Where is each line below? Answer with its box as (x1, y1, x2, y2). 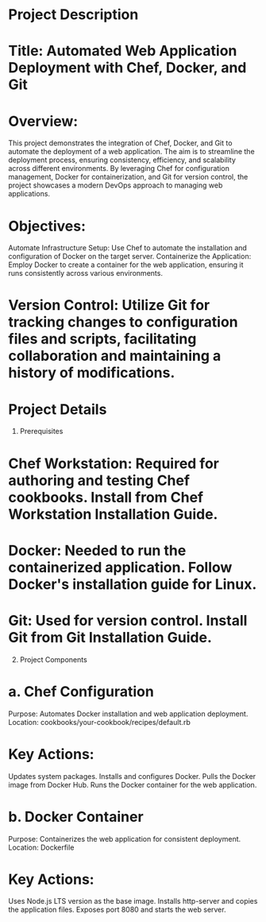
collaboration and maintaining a (8, 347, 222, 365)
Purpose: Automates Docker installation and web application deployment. (8, 709, 249, 719)
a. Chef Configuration (8, 682, 155, 700)
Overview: (8, 112, 79, 130)
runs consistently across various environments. (8, 269, 163, 278)
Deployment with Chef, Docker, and (8, 59, 247, 77)
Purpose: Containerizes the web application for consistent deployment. (8, 834, 241, 843)
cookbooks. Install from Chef (8, 488, 204, 506)
